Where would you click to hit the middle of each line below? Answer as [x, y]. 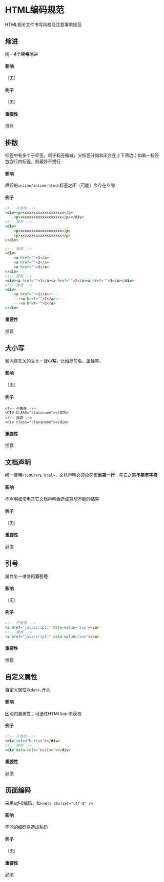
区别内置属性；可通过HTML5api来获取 [43, 713]
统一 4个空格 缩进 [21, 54]
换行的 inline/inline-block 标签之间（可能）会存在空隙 [60, 185]
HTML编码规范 [35, 10]
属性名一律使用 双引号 [26, 576]
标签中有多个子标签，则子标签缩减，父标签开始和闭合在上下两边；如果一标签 [82, 155]
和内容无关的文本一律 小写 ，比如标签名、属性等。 [54, 361]
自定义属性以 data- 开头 [28, 689]
